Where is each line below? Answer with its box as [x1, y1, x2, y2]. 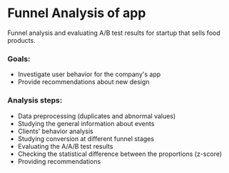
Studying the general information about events [17, 119, 155, 127]
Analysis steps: [7, 95, 63, 105]
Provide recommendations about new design [17, 78, 150, 86]
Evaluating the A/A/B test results [17, 142, 113, 150]
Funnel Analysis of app [7, 5, 146, 21]
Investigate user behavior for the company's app [17, 70, 161, 79]
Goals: [7, 53, 31, 63]
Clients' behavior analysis [17, 127, 94, 135]
